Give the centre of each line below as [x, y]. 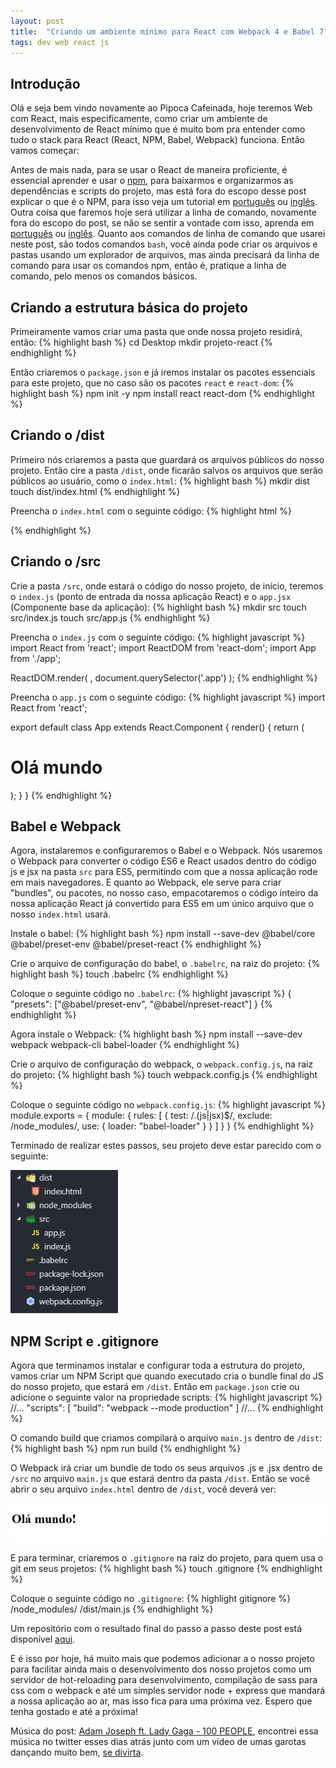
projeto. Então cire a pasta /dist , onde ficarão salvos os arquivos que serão [167, 470]
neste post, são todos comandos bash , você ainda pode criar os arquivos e [164, 244]
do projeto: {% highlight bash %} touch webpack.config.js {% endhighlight [164, 1075]
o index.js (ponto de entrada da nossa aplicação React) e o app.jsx [151, 596]
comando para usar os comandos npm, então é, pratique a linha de [148, 266]
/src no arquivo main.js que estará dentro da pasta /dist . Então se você [160, 1479]
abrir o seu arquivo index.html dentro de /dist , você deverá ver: [143, 1489]
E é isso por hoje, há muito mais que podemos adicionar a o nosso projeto [162, 1658]
